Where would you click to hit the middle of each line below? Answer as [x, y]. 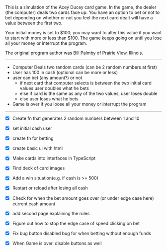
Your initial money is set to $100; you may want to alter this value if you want [83, 33]
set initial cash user [32, 128]
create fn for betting [33, 138]
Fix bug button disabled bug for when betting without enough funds [82, 233]
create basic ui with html [38, 148]
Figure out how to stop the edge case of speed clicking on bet [76, 223]
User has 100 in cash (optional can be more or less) [65, 72]
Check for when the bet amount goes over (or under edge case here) [83, 198]
